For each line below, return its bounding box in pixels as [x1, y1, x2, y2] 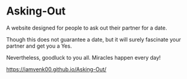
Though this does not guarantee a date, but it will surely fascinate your [6, 36, 182, 43]
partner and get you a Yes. [6, 42, 72, 49]
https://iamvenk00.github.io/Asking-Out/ [6, 65, 107, 73]
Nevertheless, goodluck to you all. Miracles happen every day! [6, 54, 161, 61]
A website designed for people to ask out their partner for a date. [6, 24, 167, 31]
